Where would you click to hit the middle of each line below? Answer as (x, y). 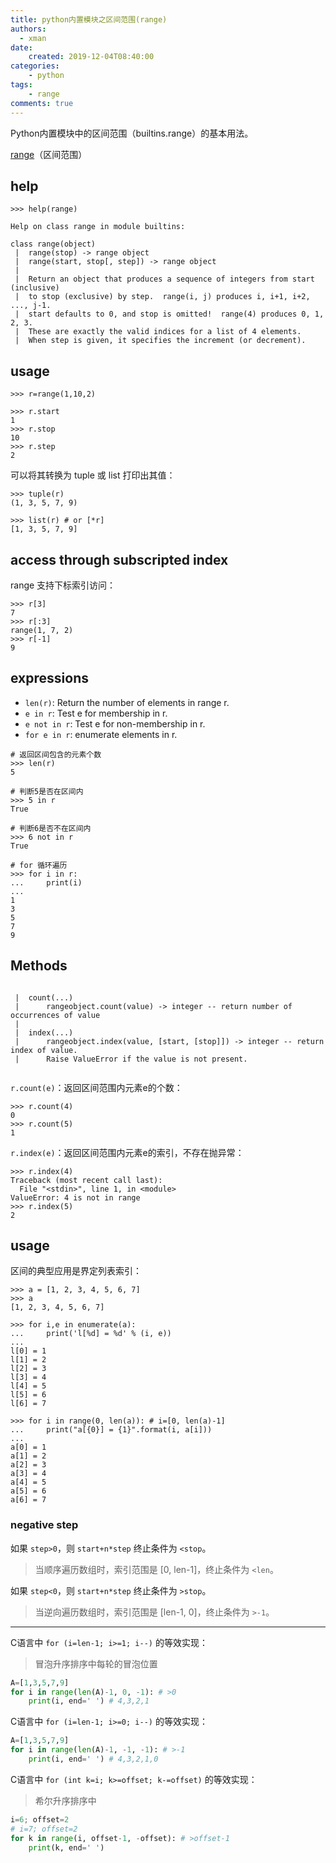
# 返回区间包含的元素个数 (56, 754)
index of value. (44, 1050)
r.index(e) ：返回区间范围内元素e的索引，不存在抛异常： (127, 1152)
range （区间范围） (49, 154)
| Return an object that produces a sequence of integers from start (164, 279)
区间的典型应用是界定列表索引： (76, 1271)
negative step (44, 1525)
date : (21, 47)
